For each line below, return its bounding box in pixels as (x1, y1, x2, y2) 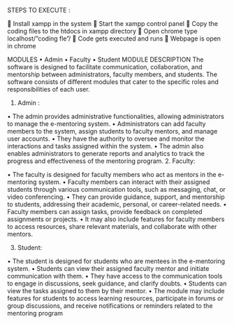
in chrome (7, 42, 36, 50)
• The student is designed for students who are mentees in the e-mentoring (7, 257, 226, 265)
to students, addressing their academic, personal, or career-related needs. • (7, 200, 227, 209)
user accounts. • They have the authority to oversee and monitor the (7, 134, 205, 143)
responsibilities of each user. (7, 85, 90, 93)
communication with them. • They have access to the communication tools (7, 272, 223, 280)
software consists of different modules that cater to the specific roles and (7, 78, 219, 86)
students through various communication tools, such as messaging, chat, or (7, 185, 226, 193)
